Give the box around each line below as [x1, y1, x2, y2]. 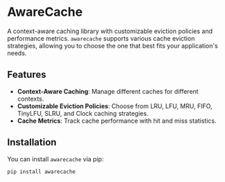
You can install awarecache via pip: [7, 154, 104, 163]
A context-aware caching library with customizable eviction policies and [7, 27, 213, 35]
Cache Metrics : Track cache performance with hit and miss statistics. [17, 117, 217, 125]
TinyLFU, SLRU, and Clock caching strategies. [17, 109, 149, 117]
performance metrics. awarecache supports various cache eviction [7, 34, 195, 42]
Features [7, 69, 46, 81]
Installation [7, 136, 57, 148]
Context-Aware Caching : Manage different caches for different [17, 87, 199, 95]
